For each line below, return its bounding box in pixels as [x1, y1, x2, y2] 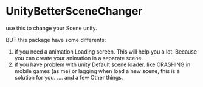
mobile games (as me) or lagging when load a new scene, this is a [14, 67, 180, 74]
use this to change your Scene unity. [5, 24, 98, 32]
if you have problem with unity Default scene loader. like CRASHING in [14, 61, 191, 68]
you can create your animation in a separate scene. [14, 54, 143, 61]
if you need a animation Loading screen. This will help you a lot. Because [14, 47, 198, 55]
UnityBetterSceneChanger [5, 4, 143, 18]
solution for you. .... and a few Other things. [14, 74, 123, 81]
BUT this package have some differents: [5, 36, 106, 43]
